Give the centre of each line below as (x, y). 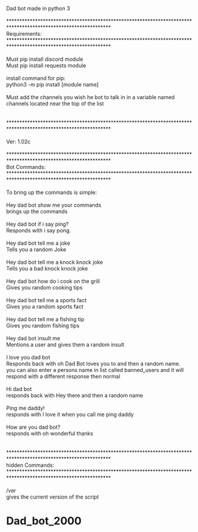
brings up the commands (37, 211)
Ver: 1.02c (18, 142)
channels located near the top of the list (55, 104)
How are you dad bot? (33, 427)
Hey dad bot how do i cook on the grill (53, 281)
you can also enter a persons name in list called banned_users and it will (95, 370)
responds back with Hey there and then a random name (75, 395)
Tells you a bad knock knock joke (47, 268)
